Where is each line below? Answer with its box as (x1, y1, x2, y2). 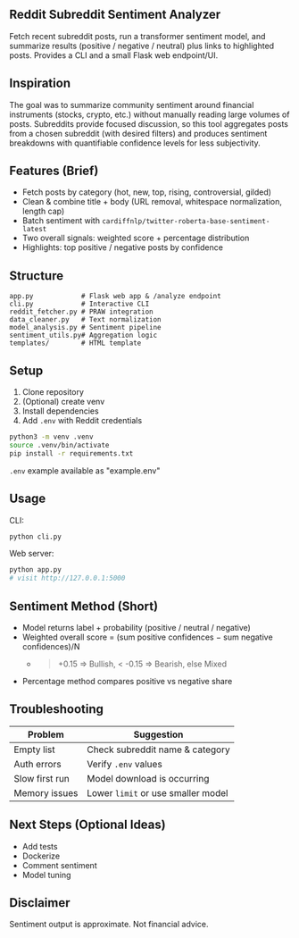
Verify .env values (86, 758, 162, 770)
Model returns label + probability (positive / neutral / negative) (21, 622, 252, 632)
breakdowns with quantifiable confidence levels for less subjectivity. (9, 138, 261, 148)
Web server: (9, 549, 54, 559)
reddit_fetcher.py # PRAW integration (9, 307, 154, 316)
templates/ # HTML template (9, 339, 142, 348)
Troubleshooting (9, 701, 104, 717)
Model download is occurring (86, 772, 210, 784)
